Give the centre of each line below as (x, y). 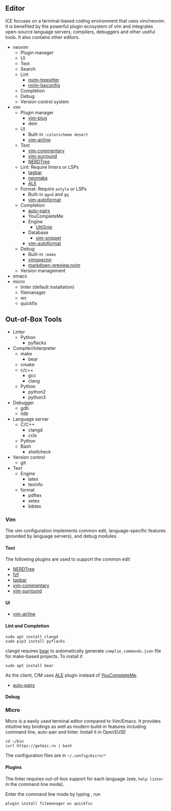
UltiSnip (44, 227)
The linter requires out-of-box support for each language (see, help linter (84, 779)
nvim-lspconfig (44, 85)
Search (28, 69)
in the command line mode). (35, 784)
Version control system (45, 102)
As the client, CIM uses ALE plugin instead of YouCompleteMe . (72, 675)
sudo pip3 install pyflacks (35, 641)
